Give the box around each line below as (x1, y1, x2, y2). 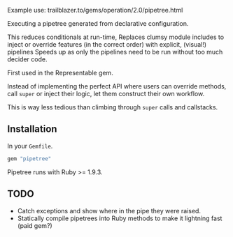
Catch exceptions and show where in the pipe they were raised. (17, 206, 202, 215)
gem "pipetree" (7, 155, 52, 162)
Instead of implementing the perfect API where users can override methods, (7, 82, 227, 90)
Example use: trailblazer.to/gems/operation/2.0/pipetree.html (7, 6, 183, 14)
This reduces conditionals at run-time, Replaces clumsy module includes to (7, 33, 225, 41)
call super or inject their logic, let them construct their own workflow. (7, 90, 205, 98)
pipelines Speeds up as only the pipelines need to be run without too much (7, 48, 223, 56)
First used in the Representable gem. (7, 69, 113, 77)
